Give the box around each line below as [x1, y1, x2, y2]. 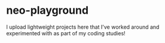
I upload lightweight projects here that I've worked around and [6, 23, 160, 30]
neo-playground [6, 4, 88, 17]
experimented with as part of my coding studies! [6, 29, 126, 36]
